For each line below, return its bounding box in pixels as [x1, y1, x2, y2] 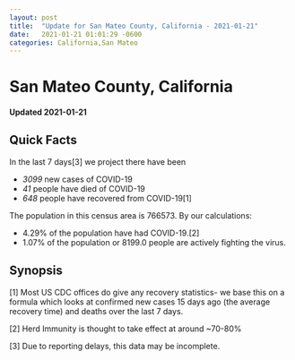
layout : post [9, 13, 58, 22]
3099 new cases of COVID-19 [22, 174, 133, 184]
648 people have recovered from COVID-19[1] [22, 193, 193, 203]
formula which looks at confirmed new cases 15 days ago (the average [9, 296, 271, 307]
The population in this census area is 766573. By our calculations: [9, 210, 253, 220]
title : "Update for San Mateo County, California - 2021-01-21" [9, 21, 258, 30]
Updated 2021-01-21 [9, 107, 87, 117]
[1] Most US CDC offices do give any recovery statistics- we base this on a [9, 287, 285, 297]
